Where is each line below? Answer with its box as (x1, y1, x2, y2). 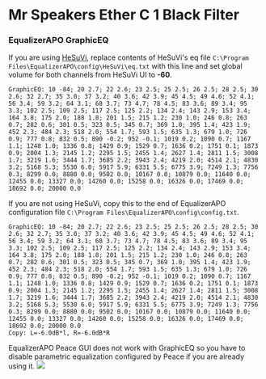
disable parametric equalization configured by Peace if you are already (8, 352, 245, 361)
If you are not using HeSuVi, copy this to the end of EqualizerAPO (8, 199, 226, 208)
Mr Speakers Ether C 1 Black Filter (8, 6, 240, 24)
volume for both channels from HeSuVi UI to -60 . (8, 70, 172, 80)
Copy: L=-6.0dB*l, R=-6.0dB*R (8, 329, 111, 337)
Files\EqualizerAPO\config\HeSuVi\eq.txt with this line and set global (8, 61, 243, 71)
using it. (8, 361, 35, 371)
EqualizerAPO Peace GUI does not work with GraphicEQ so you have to (8, 343, 246, 353)
